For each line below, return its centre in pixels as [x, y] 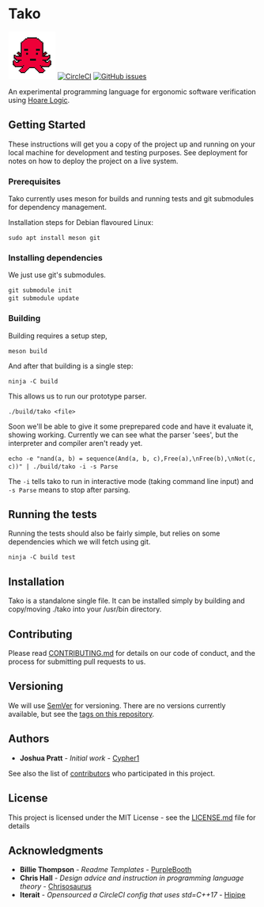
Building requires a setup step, [58, 335]
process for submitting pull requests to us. [77, 661]
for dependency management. [57, 208]
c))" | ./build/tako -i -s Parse [63, 467]
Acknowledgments [56, 850]
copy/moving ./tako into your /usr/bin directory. [85, 609]
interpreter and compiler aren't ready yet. [75, 443]
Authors [29, 739]
